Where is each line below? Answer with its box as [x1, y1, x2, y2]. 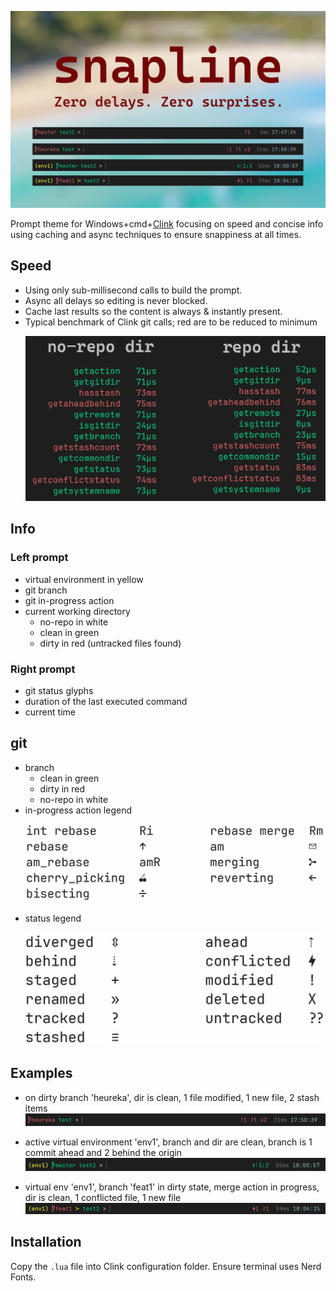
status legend [24, 912, 82, 924]
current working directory [24, 605, 131, 617]
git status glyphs [24, 684, 94, 696]
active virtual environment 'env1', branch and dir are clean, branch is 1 [24, 1136, 313, 1148]
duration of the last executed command [24, 695, 188, 707]
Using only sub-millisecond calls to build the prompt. [24, 284, 243, 296]
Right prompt [10, 662, 76, 676]
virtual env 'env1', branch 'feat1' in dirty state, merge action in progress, [24, 1181, 320, 1193]
